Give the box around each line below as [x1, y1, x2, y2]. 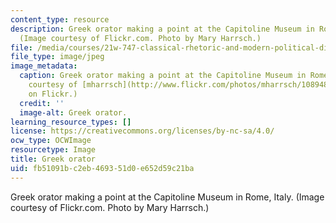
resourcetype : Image [10, 145, 97, 155]
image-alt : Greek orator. [19, 107, 128, 118]
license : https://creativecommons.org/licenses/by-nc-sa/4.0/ [10, 126, 275, 136]
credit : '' [19, 98, 65, 108]
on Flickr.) [28, 89, 78, 99]
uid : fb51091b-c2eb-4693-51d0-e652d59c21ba [10, 163, 195, 173]
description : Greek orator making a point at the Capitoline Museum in [10, 24, 315, 34]
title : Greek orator [10, 154, 97, 164]
